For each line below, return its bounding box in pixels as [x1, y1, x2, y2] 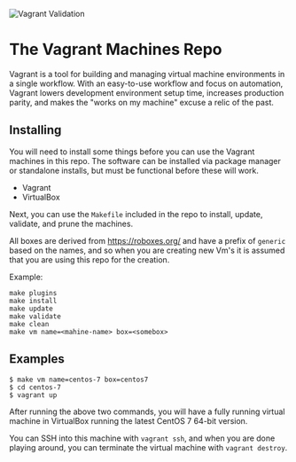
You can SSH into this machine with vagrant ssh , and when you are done [9, 433, 276, 443]
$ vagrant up [9, 390, 58, 399]
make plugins [9, 288, 58, 297]
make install [9, 296, 58, 305]
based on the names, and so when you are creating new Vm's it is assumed [9, 245, 285, 255]
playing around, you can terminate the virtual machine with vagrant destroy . [9, 442, 288, 452]
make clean [9, 319, 50, 328]
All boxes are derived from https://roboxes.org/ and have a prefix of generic [9, 235, 286, 246]
